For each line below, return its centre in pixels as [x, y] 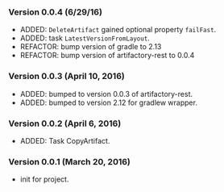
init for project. [44, 179]
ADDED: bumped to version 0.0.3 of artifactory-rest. [106, 94]
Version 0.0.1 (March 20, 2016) [70, 161]
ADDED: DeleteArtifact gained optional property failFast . [118, 30]
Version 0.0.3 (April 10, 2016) [66, 77]
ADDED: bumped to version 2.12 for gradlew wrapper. [108, 102]
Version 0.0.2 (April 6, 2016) [65, 123]
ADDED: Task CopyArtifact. [65, 140]
